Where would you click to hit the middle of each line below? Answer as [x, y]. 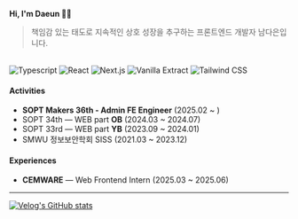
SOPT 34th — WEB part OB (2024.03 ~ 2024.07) [111, 120]
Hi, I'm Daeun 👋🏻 [41, 14]
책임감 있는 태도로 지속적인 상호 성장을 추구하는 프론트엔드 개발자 [143, 32]
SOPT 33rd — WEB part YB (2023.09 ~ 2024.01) [110, 129]
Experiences [33, 160]
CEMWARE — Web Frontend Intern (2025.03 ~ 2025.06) [125, 180]
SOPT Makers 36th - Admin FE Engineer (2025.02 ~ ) [121, 110]
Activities [27, 90]
